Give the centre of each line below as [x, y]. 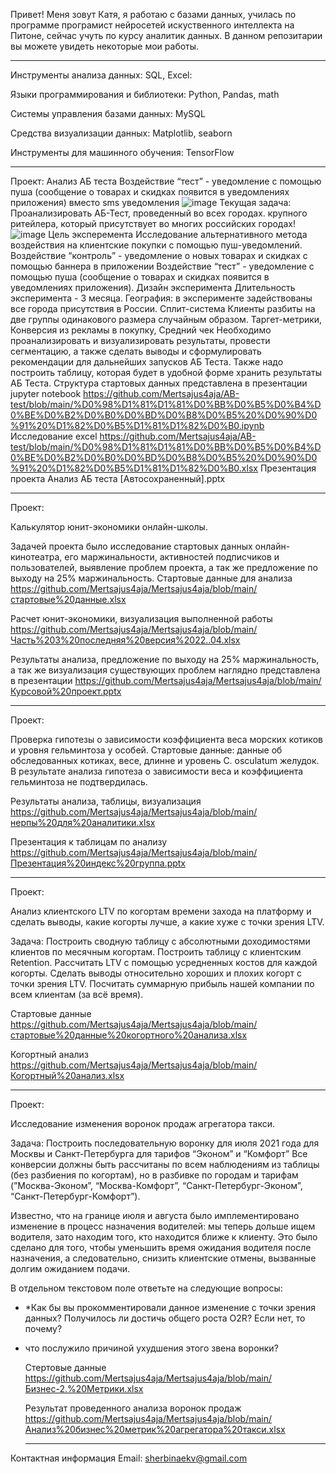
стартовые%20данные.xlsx [68, 599]
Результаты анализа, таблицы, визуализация [106, 801]
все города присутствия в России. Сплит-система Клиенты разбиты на [163, 308]
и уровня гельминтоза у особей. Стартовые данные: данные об [146, 750]
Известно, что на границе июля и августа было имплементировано [155, 1215]
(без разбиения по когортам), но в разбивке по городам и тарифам [154, 1175]
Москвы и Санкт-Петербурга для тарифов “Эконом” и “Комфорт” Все [159, 1153]
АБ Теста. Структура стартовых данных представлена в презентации [159, 383]
